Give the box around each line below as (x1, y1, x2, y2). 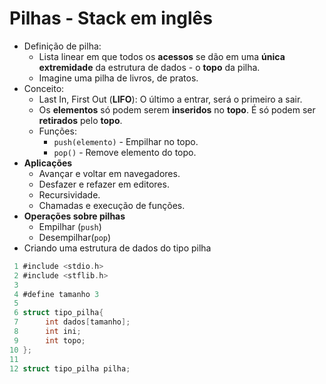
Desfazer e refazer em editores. (38, 178, 170, 190)
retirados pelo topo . (38, 114, 123, 126)
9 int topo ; (13, 335, 86, 346)
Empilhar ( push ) (38, 220, 102, 232)
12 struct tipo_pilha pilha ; (9, 363, 131, 374)
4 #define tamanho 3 (13, 289, 100, 299)
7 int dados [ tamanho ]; (13, 317, 131, 327)
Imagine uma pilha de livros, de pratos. (38, 72, 199, 84)
